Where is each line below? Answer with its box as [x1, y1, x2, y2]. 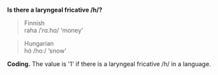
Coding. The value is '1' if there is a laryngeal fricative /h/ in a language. [7, 60, 211, 67]
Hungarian [23, 40, 54, 47]
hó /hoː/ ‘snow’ [23, 47, 67, 55]
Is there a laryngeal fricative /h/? [7, 6, 103, 14]
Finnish [23, 19, 45, 27]
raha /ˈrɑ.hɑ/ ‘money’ [23, 27, 84, 34]
